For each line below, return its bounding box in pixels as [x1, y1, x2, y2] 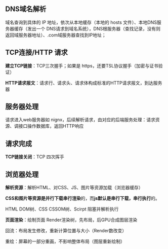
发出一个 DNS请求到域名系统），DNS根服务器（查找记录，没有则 [27, 25, 161, 31]
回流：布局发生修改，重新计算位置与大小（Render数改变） [5, 228, 127, 234]
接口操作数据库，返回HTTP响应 [18, 123, 84, 129]
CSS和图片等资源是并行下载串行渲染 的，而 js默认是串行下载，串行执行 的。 [5, 195, 160, 201]
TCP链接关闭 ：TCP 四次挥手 [5, 154, 65, 160]
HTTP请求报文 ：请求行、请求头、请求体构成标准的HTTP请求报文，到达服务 [5, 80, 162, 86]
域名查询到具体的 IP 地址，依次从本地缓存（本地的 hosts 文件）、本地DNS [5, 19, 157, 25]
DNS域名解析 [5, 5, 47, 14]
